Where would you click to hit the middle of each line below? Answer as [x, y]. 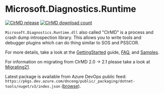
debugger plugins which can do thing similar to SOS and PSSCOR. [72, 42]
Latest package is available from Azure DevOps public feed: [66, 76]
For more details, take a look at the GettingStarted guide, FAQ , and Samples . [82, 52]
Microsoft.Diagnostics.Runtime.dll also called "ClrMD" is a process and [79, 32]
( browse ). [71, 86]
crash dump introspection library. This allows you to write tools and [73, 37]
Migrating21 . [18, 67]
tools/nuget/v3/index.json [33, 86]
